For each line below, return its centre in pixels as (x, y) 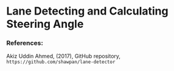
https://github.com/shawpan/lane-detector (61, 62)
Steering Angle (45, 24)
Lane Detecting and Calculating (87, 11)
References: (25, 43)
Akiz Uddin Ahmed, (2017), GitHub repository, (63, 56)
